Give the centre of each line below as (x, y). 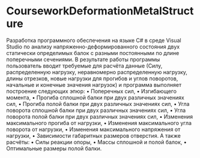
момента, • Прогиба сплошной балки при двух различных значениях (95, 98)
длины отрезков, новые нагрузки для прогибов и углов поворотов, (92, 78)
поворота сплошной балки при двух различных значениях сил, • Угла (96, 110)
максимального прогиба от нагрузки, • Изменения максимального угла (99, 123)
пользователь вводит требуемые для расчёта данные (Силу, (84, 66)
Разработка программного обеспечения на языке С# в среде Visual (94, 40)
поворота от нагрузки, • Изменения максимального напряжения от (93, 129)
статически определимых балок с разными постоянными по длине (93, 53)
